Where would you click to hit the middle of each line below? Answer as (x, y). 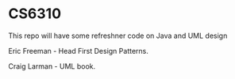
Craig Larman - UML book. (52, 66)
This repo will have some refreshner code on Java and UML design (118, 36)
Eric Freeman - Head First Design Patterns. (78, 51)
